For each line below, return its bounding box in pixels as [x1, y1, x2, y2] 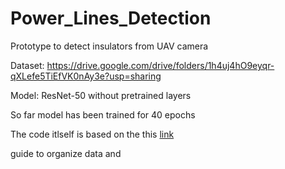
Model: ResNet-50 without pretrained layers [10, 89, 192, 101]
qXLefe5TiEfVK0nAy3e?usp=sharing [10, 70, 162, 82]
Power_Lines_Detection [10, 7, 212, 30]
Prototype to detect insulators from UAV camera [10, 40, 209, 52]
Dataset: [10, 59, 45, 71]
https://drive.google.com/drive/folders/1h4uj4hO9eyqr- [46, 59, 275, 71]
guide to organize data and [10, 147, 122, 159]
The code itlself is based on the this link [10, 128, 175, 140]
